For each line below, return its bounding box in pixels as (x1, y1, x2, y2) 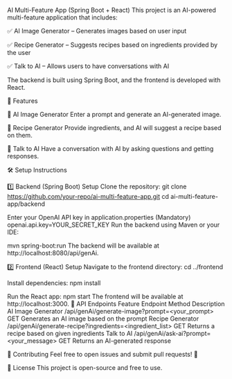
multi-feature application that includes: (7, 13, 118, 22)
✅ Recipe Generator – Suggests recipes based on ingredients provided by (7, 41, 218, 49)
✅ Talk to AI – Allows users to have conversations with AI (7, 62, 170, 70)
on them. (7, 131, 33, 139)
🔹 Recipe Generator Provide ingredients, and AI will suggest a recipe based (7, 124, 222, 131)
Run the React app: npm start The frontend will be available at (7, 292, 184, 300)
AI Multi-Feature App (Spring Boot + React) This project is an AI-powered (7, 6, 217, 14)
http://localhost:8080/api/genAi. (7, 249, 99, 257)
